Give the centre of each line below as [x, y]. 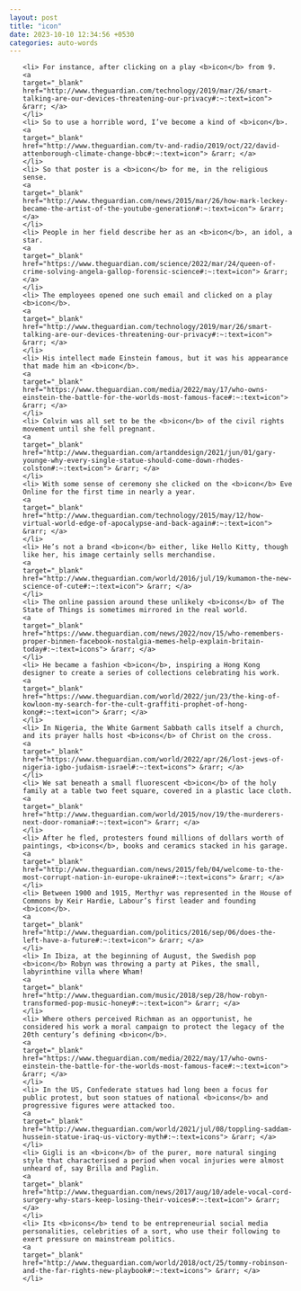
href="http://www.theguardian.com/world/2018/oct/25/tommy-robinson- [155, 1263]
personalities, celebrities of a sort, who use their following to [151, 1232]
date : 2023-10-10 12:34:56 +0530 [72, 34]
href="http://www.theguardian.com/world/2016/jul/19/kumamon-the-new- [157, 579]
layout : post [34, 18]
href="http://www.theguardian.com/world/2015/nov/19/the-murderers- [153, 815]
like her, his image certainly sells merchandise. [119, 555]
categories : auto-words [54, 43]
